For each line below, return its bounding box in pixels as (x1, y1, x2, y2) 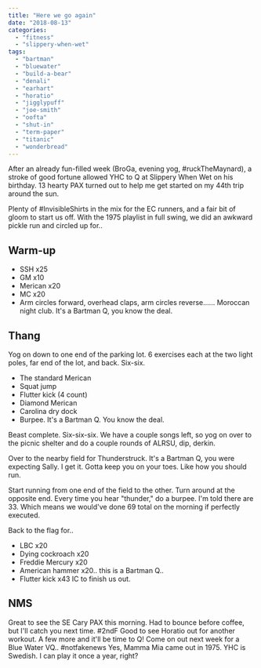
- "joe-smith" (15, 107, 61, 114)
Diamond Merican (19, 398, 78, 408)
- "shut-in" (15, 121, 55, 129)
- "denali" (15, 77, 51, 85)
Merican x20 (19, 281, 61, 291)
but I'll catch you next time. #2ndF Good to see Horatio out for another (8, 626, 236, 635)
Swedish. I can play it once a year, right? (8, 651, 139, 660)
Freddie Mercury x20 (19, 557, 88, 567)
